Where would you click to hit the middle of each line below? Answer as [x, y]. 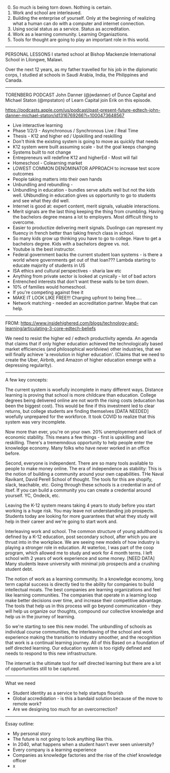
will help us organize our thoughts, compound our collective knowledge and [84, 611]
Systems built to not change [42, 152]
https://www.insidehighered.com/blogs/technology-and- [80, 323]
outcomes [23, 174]
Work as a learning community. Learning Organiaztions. [71, 34]
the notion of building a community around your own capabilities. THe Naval [84, 474]
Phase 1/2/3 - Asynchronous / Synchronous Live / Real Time [75, 131]
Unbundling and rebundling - [43, 184]
